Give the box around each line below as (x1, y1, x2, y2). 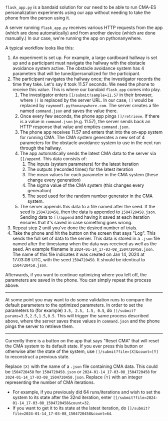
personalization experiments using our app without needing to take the (5, 10, 151, 16)
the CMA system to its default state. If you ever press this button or (5, 343, 143, 349)
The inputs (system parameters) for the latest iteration (27, 161, 139, 167)
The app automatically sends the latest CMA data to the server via (19, 150, 156, 156)
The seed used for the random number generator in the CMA (27, 193, 153, 199)
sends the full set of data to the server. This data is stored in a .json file (12, 235, 160, 241)
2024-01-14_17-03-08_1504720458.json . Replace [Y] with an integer (5, 374, 142, 380)
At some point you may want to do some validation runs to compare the (5, 297, 152, 302)
